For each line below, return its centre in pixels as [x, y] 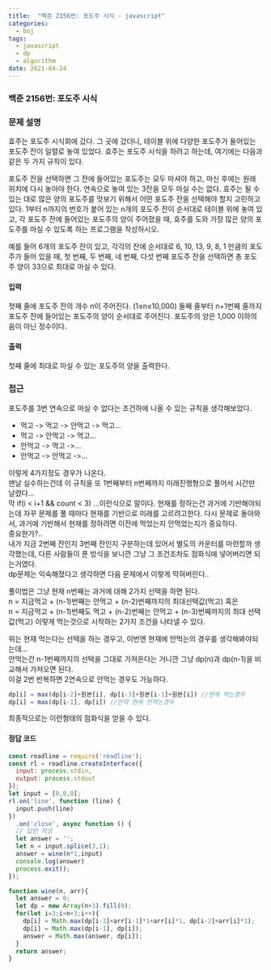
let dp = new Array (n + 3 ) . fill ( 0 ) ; [74, 906]
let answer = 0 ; [43, 899]
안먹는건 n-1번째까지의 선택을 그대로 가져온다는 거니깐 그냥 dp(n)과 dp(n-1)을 [131, 659]
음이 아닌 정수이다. [38, 326]
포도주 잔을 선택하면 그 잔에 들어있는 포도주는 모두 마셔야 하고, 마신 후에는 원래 [132, 178]
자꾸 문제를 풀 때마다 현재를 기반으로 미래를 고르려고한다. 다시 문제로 [131, 513]
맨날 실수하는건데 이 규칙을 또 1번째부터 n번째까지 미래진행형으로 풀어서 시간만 [132, 483]
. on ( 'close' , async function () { [74, 824]
